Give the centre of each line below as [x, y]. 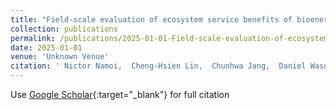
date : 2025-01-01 [46, 47]
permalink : [33, 38]
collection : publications [64, 29]
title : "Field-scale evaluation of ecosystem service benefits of [151, 19]
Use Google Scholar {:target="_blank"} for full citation [120, 94]
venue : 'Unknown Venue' [60, 57]
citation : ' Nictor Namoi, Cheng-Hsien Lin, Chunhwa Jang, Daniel [158, 66]
